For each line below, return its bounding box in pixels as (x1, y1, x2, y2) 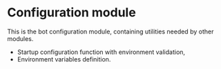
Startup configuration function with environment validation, (17, 48, 185, 56)
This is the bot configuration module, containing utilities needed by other (7, 27, 214, 36)
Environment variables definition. (17, 55, 111, 63)
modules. (7, 34, 34, 42)
